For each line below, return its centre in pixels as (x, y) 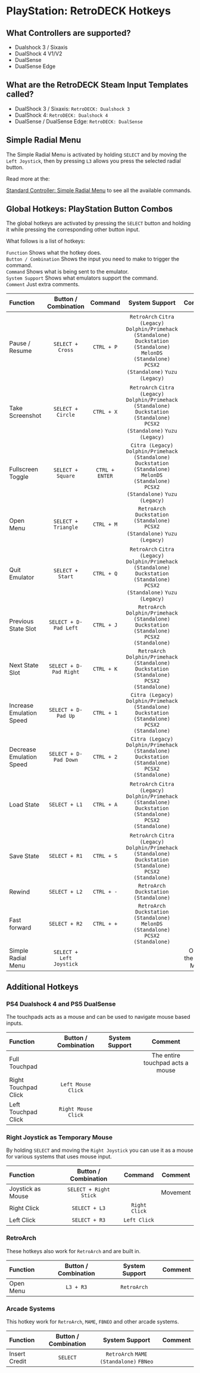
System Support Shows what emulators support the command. (82, 278)
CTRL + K (105, 669)
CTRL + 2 (105, 757)
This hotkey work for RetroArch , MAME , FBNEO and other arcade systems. (93, 1322)
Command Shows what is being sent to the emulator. (68, 272)
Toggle (19, 477)
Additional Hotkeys (43, 987)
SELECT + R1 (65, 856)
